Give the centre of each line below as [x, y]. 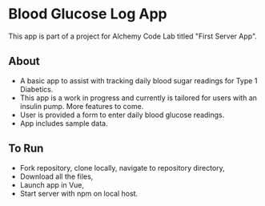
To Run [26, 149]
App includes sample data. [64, 123]
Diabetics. [36, 89]
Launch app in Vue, [52, 184]
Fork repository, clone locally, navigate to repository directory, [122, 168]
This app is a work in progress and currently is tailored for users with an [139, 98]
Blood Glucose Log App [88, 14]
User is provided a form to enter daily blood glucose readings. [122, 115]
